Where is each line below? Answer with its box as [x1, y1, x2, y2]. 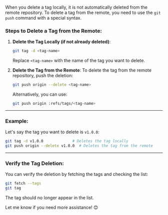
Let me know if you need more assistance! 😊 [5, 204, 98, 210]
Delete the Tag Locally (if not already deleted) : [12, 39, 111, 45]
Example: [5, 117, 28, 124]
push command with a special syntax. [5, 15, 81, 21]
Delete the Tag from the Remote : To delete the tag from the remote [12, 67, 151, 73]
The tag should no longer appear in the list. [5, 195, 94, 201]
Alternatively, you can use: [12, 91, 67, 97]
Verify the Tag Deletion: [5, 160, 64, 167]
